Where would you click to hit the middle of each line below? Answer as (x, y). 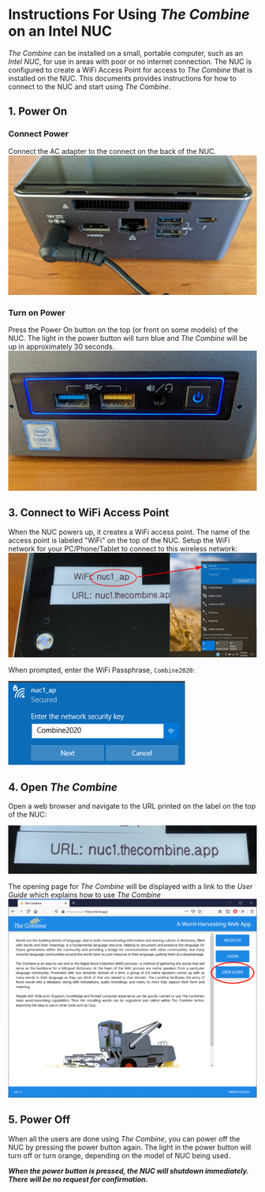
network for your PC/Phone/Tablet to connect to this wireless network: (123, 548)
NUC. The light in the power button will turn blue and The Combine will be (128, 338)
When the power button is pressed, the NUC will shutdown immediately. (129, 1171)
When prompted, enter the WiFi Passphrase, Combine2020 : (102, 670)
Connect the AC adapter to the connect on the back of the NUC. (112, 151)
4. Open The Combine (63, 787)
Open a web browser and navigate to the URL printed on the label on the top (132, 806)
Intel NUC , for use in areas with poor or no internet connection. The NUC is (130, 62)
